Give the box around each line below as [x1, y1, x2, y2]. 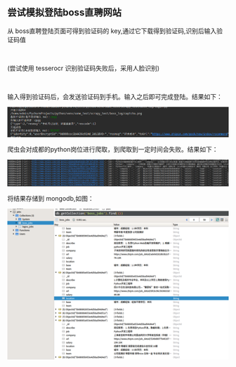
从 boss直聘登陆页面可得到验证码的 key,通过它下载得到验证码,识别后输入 [7, 27, 217, 35]
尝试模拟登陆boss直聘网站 [7, 6, 122, 19]
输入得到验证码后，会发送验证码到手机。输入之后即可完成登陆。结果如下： [7, 92, 223, 100]
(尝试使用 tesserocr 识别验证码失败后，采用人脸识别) [7, 64, 160, 72]
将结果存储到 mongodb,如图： [7, 194, 95, 203]
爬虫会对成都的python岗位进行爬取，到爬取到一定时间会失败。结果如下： [7, 145, 218, 154]
